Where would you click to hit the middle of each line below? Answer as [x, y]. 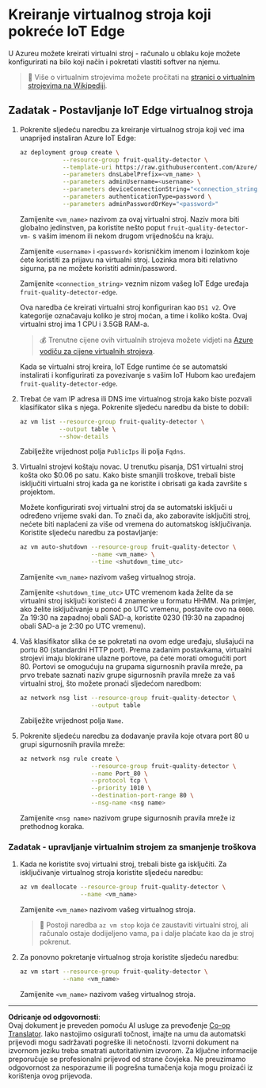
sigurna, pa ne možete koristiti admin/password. [98, 268]
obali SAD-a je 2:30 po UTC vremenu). [83, 626]
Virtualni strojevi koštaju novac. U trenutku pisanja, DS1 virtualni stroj [131, 467]
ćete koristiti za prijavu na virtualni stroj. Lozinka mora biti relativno [129, 260]
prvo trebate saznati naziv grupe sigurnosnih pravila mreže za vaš [127, 675]
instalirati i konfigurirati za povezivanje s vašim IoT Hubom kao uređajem [137, 375]
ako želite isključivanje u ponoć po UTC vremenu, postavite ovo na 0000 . [137, 609]
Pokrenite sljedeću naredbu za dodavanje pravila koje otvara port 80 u [134, 736]
